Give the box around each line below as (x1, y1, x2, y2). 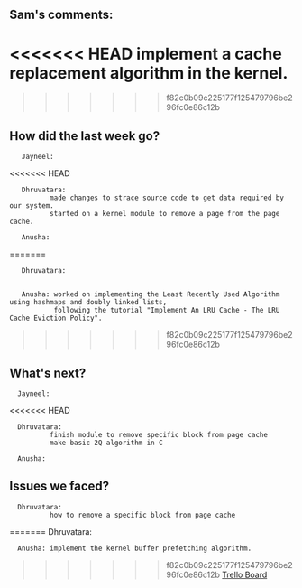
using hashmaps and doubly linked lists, (9, 298, 168, 307)
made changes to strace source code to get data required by (49, 193, 284, 202)
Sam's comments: (9, 7, 114, 23)
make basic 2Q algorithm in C (49, 438, 164, 447)
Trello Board (222, 569, 268, 580)
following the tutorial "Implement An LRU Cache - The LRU (53, 306, 280, 315)
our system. (9, 201, 54, 210)
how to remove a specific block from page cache (49, 510, 236, 519)
